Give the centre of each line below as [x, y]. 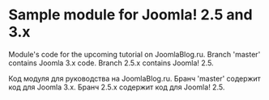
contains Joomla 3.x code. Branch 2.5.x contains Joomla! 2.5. [111, 63]
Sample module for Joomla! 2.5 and [130, 15]
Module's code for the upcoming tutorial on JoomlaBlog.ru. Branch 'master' [134, 54]
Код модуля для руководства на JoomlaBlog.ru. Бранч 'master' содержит [134, 78]
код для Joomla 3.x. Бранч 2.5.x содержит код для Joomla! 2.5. [117, 87]
